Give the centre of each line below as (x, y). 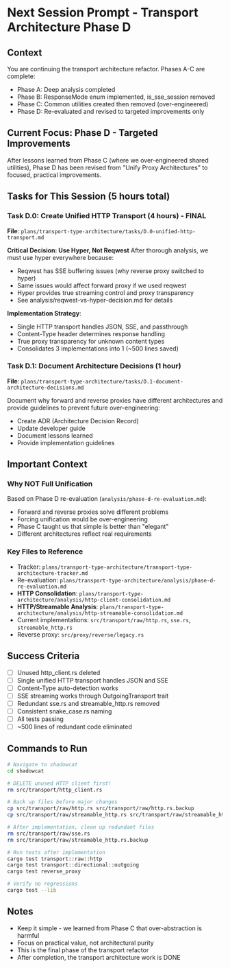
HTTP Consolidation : (47, 593)
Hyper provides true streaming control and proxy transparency (105, 292)
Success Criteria (43, 656)
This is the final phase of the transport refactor (83, 950)
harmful (28, 935)
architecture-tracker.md (52, 573)
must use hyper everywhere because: (61, 257)
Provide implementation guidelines (66, 442)
